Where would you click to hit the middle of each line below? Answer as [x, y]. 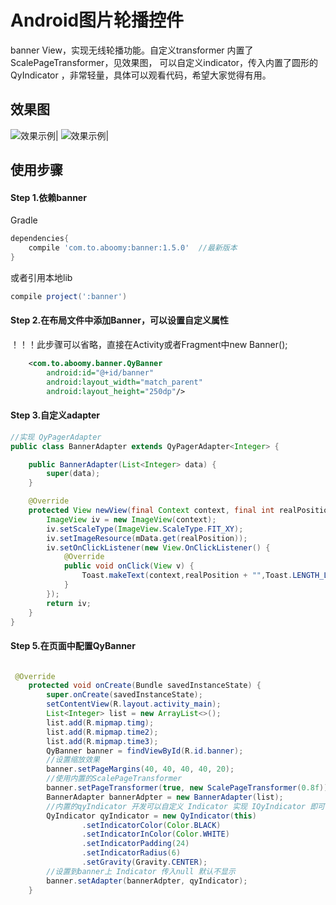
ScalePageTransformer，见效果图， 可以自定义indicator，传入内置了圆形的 [164, 62]
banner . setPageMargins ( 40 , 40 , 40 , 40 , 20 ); [140, 769]
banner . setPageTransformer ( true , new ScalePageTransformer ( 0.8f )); [189, 788]
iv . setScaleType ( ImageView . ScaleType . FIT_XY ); [145, 529]
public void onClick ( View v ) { [129, 566]
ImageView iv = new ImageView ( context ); [131, 519]
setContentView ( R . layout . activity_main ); [134, 704]
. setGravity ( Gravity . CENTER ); [144, 862]
